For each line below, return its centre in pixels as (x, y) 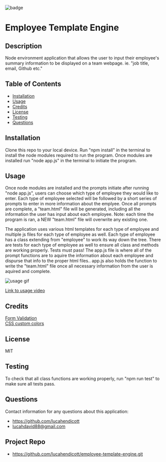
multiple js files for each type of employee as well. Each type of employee (80, 234)
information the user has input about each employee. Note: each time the (80, 214)
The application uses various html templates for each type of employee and (82, 229)
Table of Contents (33, 84)
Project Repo (25, 442)
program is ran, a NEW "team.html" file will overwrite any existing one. (77, 220)
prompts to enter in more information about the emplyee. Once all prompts (81, 204)
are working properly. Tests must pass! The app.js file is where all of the (78, 250)
